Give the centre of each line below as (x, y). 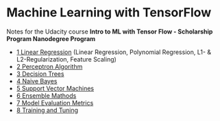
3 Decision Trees (40, 74)
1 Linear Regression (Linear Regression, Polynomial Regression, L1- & (114, 52)
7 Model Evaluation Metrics (55, 103)
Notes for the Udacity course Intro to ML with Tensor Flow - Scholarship (110, 31)
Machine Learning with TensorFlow (109, 13)
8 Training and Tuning (47, 110)
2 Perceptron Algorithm (49, 66)
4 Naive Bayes (37, 81)
